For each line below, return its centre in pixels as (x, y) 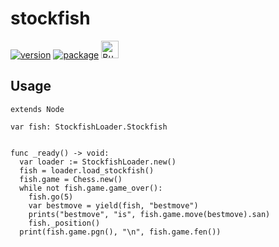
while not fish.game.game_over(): (91, 188)
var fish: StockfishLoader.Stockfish (89, 127)
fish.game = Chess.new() (71, 179)
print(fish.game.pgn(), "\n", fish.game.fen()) (120, 232)
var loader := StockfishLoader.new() (98, 162)
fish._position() (64, 223)
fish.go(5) (51, 197)
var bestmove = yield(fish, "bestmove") (113, 205)
